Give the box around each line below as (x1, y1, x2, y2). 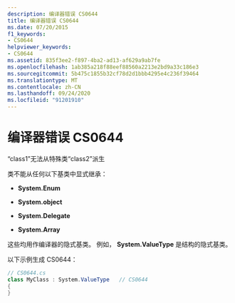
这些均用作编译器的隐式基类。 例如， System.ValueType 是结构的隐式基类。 (7, 240, 232, 248)
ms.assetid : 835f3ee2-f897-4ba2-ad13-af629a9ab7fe (7, 57, 161, 64)
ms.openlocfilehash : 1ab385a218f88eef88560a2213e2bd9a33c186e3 (7, 63, 199, 71)
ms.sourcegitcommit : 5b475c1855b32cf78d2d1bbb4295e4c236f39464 (7, 70, 199, 77)
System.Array (17, 225, 61, 234)
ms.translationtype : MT (7, 76, 78, 84)
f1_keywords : (7, 30, 46, 38)
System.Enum (17, 183, 61, 192)
